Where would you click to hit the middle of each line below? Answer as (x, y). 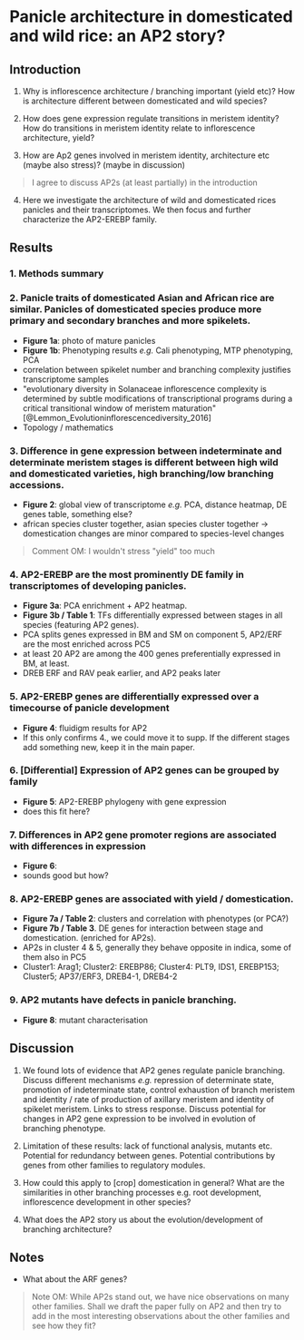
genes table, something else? (78, 514)
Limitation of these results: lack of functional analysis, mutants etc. (147, 1146)
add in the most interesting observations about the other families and (161, 1316)
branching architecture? (67, 1229)
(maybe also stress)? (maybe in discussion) (104, 165)
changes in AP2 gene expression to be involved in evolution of (139, 1119)
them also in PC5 (54, 957)
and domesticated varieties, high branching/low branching (142, 474)
